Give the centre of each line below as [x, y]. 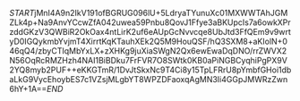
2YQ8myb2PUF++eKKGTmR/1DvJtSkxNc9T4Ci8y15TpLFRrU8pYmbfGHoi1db [150, 70]
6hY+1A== [28, 89]
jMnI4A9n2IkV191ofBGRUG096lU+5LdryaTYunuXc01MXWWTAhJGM [161, 13]
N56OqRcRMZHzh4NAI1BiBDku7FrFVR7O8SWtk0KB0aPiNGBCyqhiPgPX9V [149, 60]
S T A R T [22, 13]
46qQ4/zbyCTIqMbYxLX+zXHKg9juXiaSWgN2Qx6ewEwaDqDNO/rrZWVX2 [148, 51]
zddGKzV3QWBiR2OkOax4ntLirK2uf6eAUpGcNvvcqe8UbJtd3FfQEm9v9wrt [150, 32]
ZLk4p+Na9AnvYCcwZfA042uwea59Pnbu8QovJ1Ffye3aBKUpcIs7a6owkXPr [150, 22]
